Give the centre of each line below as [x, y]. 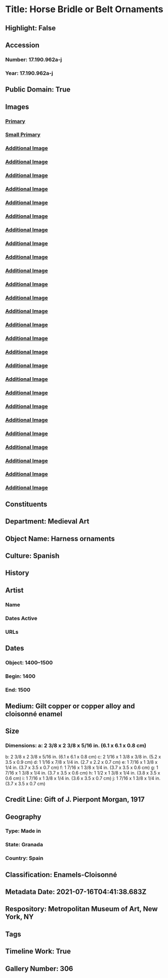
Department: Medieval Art [47, 522]
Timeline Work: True [38, 951]
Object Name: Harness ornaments [60, 538]
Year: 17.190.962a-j [29, 73]
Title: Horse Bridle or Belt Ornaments [84, 9]
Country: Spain [24, 858]
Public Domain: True [38, 90]
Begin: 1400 [20, 676]
